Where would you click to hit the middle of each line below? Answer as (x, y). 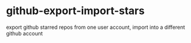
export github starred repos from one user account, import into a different (96, 27)
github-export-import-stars (75, 11)
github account (24, 33)
